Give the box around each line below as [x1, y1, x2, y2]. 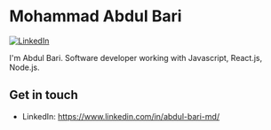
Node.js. [9, 62, 40, 73]
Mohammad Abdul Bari [9, 6, 182, 27]
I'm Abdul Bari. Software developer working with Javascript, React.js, [9, 52, 263, 63]
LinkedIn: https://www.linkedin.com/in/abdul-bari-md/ [21, 111, 220, 121]
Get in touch [9, 88, 78, 103]
